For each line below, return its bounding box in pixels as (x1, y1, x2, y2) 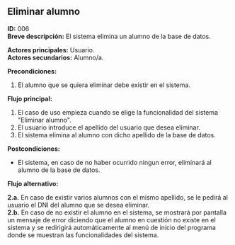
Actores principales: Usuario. (7, 45, 95, 54)
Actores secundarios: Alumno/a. (7, 53, 104, 62)
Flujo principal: (7, 94, 53, 103)
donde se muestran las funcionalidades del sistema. (7, 230, 159, 239)
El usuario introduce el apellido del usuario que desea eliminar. (17, 123, 200, 132)
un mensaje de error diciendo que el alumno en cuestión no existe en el (7, 215, 216, 224)
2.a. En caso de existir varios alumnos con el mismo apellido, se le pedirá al (7, 193, 229, 201)
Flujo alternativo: (7, 179, 59, 188)
